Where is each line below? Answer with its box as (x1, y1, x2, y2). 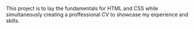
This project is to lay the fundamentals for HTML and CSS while (6, 5, 158, 12)
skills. (6, 17, 20, 24)
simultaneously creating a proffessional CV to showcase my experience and (6, 11, 188, 18)
